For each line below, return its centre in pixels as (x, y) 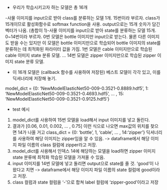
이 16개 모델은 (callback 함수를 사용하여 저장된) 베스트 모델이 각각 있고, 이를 (86, 72)
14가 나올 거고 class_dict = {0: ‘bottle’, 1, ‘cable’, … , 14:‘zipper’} (82, 132)
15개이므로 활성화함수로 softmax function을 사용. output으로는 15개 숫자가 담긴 (83, 24)
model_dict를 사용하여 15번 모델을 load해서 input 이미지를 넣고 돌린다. (81, 120)
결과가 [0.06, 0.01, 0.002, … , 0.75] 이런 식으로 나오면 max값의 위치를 (81, 126)
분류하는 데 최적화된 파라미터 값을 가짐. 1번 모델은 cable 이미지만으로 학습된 (79, 49)
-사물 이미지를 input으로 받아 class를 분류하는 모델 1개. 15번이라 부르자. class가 (83, 18)
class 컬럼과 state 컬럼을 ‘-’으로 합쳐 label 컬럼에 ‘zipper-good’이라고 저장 (85, 182)
